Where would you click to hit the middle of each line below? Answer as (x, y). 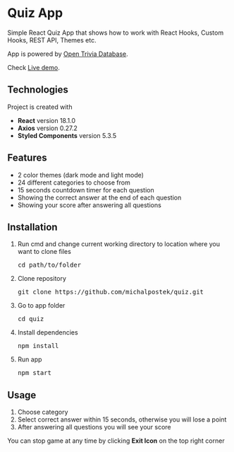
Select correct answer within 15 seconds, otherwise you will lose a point (122, 419)
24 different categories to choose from (74, 182)
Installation (32, 227)
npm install (38, 346)
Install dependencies (48, 332)
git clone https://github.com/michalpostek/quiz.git (111, 292)
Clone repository (42, 279)
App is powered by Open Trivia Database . (68, 54)
